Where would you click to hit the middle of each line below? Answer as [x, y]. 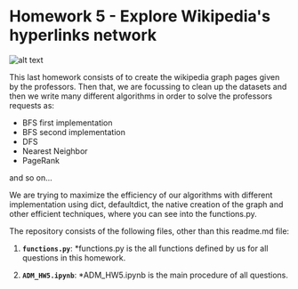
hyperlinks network [83, 35]
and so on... [31, 177]
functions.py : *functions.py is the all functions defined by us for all [145, 248]
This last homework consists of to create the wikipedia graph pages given [145, 76]
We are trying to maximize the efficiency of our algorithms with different [141, 195]
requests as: [32, 105]
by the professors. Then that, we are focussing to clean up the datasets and [148, 86]
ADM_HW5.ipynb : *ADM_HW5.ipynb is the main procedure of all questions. [155, 275]
